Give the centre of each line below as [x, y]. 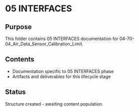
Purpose [19, 27]
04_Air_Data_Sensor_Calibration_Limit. [44, 44]
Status [16, 92]
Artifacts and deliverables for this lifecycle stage [62, 76]
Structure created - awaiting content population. [54, 104]
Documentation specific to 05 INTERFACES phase [63, 71]
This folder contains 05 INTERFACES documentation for [62, 38]
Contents [20, 59]
